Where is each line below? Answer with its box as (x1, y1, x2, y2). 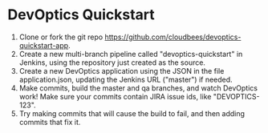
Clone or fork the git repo (18, 32, 104, 42)
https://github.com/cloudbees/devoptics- (104, 32, 242, 42)
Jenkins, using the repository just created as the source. (18, 58, 206, 67)
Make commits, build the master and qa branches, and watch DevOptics (18, 83, 258, 93)
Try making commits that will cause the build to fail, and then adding (18, 108, 246, 118)
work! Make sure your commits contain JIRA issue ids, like (18, 91, 212, 101)
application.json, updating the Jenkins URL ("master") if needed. (18, 75, 233, 84)
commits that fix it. (18, 117, 81, 127)
